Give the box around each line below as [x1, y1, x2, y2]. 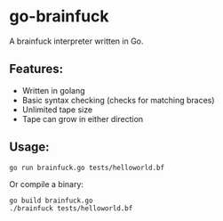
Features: [9, 61, 64, 77]
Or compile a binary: [9, 178, 84, 189]
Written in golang [21, 85, 85, 95]
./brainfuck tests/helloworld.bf [9, 203, 133, 213]
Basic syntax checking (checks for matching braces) [21, 94, 215, 105]
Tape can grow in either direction [21, 113, 144, 124]
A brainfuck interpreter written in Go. [9, 36, 144, 46]
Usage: [9, 140, 51, 155]
